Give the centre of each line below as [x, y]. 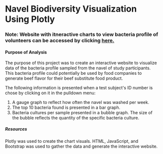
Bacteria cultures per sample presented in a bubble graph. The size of [82, 113]
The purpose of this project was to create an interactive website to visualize [81, 63]
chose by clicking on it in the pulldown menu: [50, 93]
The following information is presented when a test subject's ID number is [79, 88]
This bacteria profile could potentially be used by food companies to [73, 73]
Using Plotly [30, 19]
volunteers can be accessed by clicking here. [60, 41]
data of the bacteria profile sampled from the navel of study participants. [78, 68]
